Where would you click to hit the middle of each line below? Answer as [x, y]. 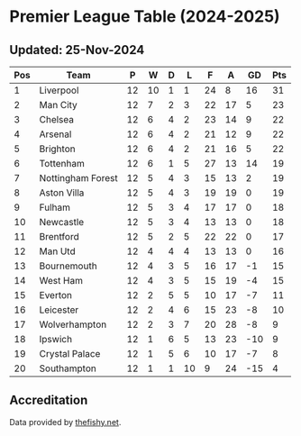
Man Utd [57, 251]
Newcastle [62, 222]
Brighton [57, 149]
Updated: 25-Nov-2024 [77, 50]
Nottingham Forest [79, 178]
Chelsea [57, 119]
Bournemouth [68, 266]
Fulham [55, 207]
